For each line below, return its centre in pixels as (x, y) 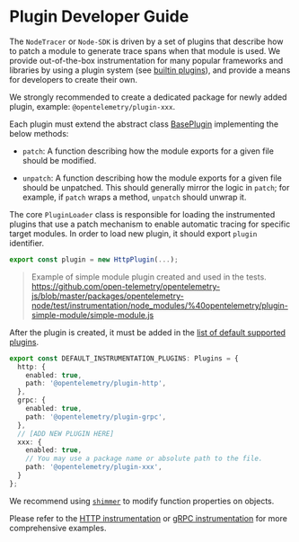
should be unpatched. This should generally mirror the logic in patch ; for (156, 187)
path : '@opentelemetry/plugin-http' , (96, 384)
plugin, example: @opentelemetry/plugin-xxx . (92, 106)
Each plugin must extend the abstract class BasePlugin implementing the (144, 124)
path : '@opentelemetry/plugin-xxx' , (94, 467)
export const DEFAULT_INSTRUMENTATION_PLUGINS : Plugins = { (124, 358)
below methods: (39, 133)
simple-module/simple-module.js (92, 315)
